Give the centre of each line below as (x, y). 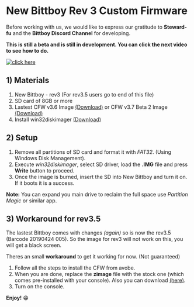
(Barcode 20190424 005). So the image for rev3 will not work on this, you (95, 239)
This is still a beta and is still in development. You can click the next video (97, 44)
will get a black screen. (34, 245)
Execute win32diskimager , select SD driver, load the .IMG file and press (101, 164)
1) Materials (28, 80)
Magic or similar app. (32, 201)
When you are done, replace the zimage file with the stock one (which (99, 274)
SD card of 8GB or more (44, 101)
